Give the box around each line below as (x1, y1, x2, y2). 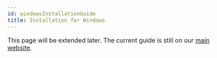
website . (7, 43, 32, 52)
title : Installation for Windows (7, 17, 106, 24)
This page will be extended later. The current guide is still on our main (7, 36, 210, 44)
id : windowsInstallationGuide (7, 10, 97, 17)
